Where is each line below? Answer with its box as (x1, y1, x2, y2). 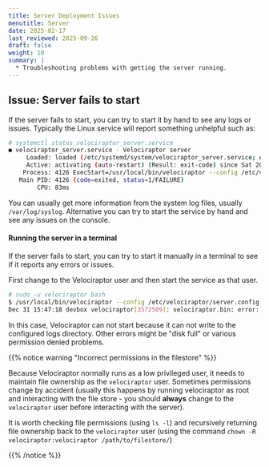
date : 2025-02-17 (8, 26, 66, 34)
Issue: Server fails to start (8, 94, 140, 107)
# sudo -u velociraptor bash (8, 290, 106, 299)
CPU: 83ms (37, 183, 70, 191)
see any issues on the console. (8, 215, 110, 224)
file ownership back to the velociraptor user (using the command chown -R (8, 426, 256, 436)
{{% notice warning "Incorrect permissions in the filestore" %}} (8, 352, 217, 362)
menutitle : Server (8, 19, 70, 27)
